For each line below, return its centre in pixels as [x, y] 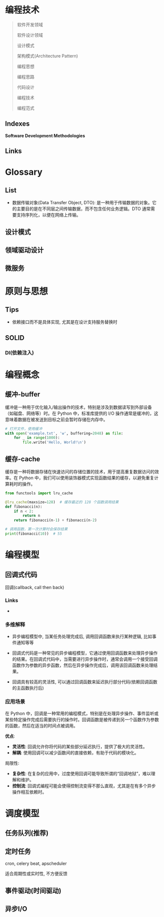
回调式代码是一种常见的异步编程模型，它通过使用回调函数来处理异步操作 [85, 653]
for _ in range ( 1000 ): [37, 438]
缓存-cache [23, 459]
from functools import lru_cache [39, 493]
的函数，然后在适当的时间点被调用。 [41, 726]
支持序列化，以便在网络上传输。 [49, 215]
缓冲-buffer [23, 394]
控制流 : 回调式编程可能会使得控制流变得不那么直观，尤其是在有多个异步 [84, 785]
